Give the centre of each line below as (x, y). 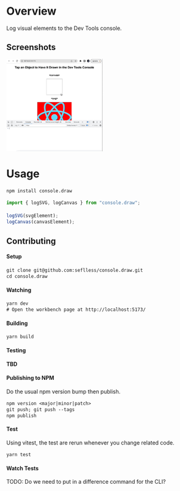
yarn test (19, 454)
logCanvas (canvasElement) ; (41, 222)
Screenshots (31, 47)
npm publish (21, 416)
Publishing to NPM (31, 378)
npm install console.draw (39, 191)
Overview (31, 11)
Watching (19, 290)
